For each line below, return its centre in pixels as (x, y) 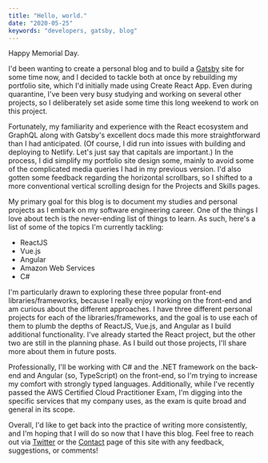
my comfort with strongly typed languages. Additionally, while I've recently (131, 384)
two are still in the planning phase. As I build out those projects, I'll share (128, 343)
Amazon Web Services (57, 268)
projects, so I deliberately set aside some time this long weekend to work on (134, 103)
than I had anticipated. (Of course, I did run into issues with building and (127, 144)
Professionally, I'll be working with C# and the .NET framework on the (123, 367)
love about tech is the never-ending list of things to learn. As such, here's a (132, 219)
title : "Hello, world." (48, 16)
